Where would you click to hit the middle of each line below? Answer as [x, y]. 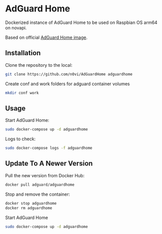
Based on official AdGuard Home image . [46, 37]
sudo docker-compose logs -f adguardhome [49, 148]
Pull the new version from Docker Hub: [45, 175]
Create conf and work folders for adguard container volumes [68, 84]
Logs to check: [20, 139]
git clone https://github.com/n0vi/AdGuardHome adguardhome [69, 74]
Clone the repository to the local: [39, 65]
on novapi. [16, 27]
